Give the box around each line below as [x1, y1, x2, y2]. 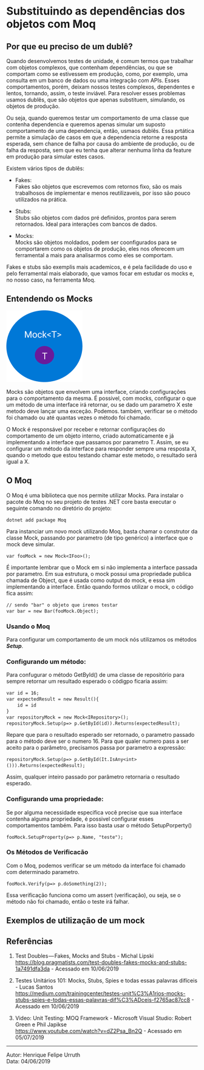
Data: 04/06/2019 [6, 1058, 50, 1065]
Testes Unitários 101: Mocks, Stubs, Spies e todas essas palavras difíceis [15, 977, 198, 984]
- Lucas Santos [15, 983, 53, 990]
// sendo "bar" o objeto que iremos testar [6, 602, 118, 608]
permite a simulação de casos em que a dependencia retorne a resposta [6, 134, 188, 141]
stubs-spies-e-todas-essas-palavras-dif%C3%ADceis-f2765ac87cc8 [15, 997, 191, 1004]
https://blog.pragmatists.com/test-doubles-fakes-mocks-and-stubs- [15, 959, 187, 966]
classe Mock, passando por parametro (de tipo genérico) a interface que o [6, 534, 193, 541]
